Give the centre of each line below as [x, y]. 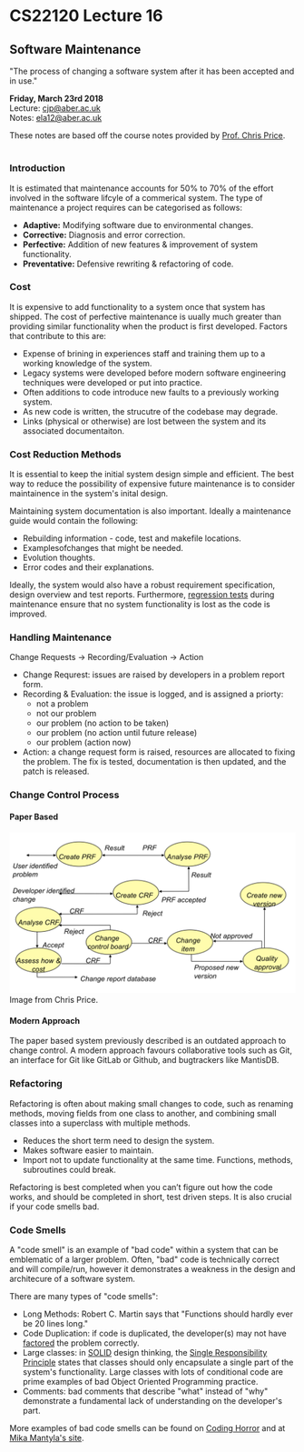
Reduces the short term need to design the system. [118, 1140]
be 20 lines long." [55, 1323]
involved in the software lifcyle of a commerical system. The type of [136, 197]
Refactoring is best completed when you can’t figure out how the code [141, 1187]
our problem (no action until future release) [117, 733]
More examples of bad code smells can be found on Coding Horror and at [147, 1427]
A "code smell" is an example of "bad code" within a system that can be [144, 1249]
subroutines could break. [69, 1169]
